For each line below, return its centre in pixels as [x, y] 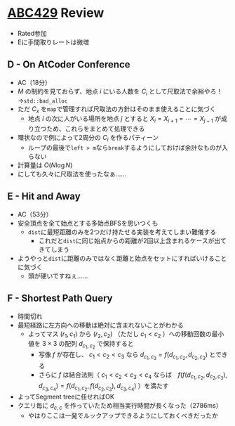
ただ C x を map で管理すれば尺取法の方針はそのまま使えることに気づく [116, 109]
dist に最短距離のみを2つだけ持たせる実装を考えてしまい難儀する [122, 232]
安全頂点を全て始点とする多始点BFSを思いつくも [88, 223]
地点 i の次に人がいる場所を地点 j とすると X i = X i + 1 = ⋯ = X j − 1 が [125, 120]
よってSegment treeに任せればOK [66, 396]
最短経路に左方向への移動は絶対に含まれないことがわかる [100, 325]
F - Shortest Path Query [60, 298]
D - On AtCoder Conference [69, 65]
